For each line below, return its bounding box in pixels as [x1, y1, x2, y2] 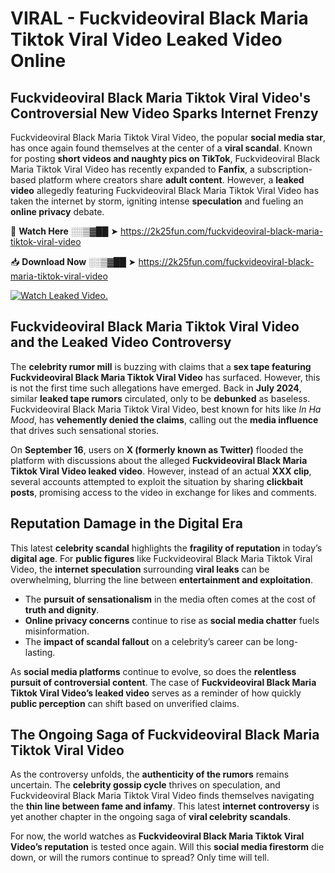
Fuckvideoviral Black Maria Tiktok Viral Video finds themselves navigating [10, 790, 315, 802]
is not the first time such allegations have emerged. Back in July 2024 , [10, 382, 302, 394]
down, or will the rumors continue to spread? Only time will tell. [10, 852, 270, 864]
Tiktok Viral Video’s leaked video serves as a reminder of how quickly [10, 687, 302, 699]
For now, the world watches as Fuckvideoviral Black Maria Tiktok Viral [10, 830, 305, 842]
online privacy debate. [10, 206, 105, 217]
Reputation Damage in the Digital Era [10, 515, 243, 532]
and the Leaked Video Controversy [10, 334, 232, 351]
